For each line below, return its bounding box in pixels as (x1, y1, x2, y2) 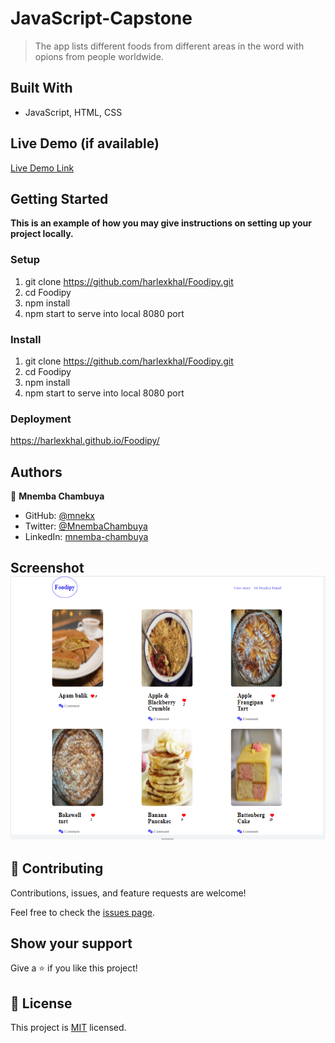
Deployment (10, 412, 72, 426)
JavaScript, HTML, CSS (24, 106, 123, 118)
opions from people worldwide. (34, 50, 164, 62)
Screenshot (10, 560, 85, 577)
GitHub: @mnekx (24, 510, 95, 522)
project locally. (10, 228, 74, 240)
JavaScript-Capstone (10, 7, 193, 30)
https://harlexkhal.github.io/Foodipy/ (10, 435, 160, 447)
